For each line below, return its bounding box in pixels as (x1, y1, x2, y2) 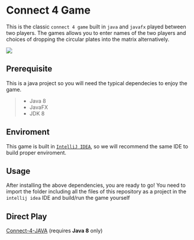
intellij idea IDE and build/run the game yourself (6, 194, 130, 202)
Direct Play (6, 211, 47, 222)
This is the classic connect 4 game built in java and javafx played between (6, 23, 186, 30)
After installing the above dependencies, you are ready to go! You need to (6, 181, 186, 189)
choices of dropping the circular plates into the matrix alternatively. (6, 35, 170, 43)
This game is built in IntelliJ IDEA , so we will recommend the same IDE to (6, 142, 188, 150)
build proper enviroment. (6, 149, 67, 156)
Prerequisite (6, 64, 53, 74)
